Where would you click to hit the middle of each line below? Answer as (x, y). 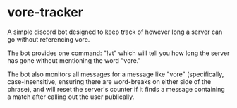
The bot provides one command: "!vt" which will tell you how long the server (119, 53)
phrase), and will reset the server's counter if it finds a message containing (116, 89)
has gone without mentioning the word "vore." (74, 60)
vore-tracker (45, 12)
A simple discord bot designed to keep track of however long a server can (115, 32)
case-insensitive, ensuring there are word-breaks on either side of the (109, 81)
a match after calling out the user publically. (71, 97)
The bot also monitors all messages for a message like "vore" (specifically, (116, 74)
